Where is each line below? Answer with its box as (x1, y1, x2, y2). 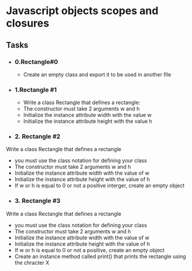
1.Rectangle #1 (14, 85, 57, 93)
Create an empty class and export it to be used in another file (23, 71, 172, 78)
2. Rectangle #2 (14, 132, 60, 140)
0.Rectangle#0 (14, 58, 59, 66)
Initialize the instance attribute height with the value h (23, 118, 152, 125)
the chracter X (14, 259, 50, 266)
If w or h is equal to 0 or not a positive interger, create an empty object (14, 182, 185, 189)
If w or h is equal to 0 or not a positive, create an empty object (14, 246, 165, 253)
